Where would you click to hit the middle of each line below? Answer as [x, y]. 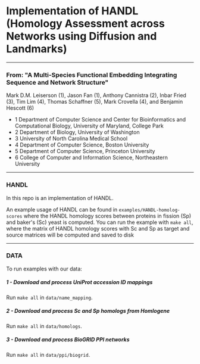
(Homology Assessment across [85, 24]
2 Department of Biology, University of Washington [77, 132]
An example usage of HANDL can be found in [62, 209]
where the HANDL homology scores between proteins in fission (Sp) [107, 216]
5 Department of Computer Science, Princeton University [85, 151]
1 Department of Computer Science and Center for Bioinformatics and [100, 120]
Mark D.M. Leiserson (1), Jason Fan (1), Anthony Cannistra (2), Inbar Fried [96, 95]
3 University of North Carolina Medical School [71, 139]
